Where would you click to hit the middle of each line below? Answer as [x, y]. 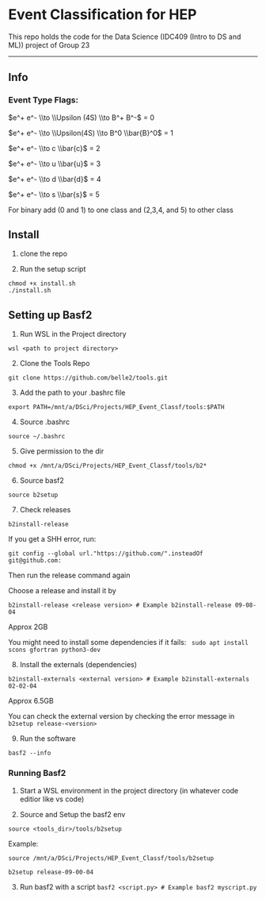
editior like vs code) [52, 799]
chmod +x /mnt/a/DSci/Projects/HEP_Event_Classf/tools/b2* [108, 466]
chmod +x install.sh [42, 284]
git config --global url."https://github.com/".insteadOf [106, 554]
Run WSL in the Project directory [73, 334]
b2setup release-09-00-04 [51, 872]
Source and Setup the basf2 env [72, 814]
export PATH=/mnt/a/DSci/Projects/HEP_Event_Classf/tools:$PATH [116, 407]
